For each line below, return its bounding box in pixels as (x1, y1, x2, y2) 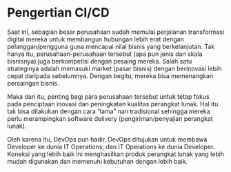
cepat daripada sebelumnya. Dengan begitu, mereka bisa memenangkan (7, 71, 214, 80)
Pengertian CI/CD (7, 5, 110, 21)
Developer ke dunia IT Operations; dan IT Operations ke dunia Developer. (7, 142, 215, 151)
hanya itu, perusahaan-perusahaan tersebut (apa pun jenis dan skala (7, 50, 203, 58)
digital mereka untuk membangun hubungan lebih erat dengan (7, 35, 185, 43)
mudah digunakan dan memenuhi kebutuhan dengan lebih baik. (7, 157, 188, 165)
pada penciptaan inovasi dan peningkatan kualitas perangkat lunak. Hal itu (7, 99, 219, 108)
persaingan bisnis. (7, 79, 60, 87)
